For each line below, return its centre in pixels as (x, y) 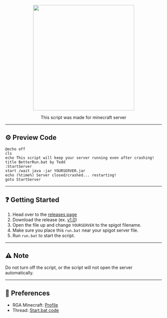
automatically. (19, 273)
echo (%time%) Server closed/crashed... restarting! (61, 175)
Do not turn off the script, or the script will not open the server (69, 267)
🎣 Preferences (28, 293)
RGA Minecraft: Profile (35, 305)
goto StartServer (23, 179)
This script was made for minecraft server (83, 117)
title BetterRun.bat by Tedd (35, 162)
